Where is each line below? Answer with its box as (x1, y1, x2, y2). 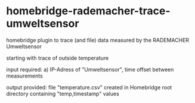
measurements (6, 72, 43, 79)
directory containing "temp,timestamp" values (6, 90, 119, 97)
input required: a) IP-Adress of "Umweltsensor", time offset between (6, 65, 174, 73)
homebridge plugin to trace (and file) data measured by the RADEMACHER (6, 36, 190, 43)
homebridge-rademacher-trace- (6, 4, 171, 18)
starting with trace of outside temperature (6, 54, 109, 61)
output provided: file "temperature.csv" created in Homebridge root (6, 83, 172, 90)
